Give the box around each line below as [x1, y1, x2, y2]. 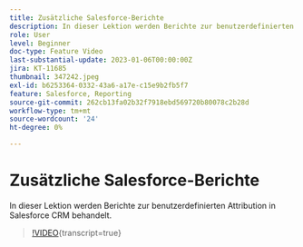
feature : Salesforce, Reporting [9, 89, 132, 98]
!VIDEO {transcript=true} [31, 227, 122, 238]
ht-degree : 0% [9, 123, 64, 133]
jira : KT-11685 [9, 64, 67, 74]
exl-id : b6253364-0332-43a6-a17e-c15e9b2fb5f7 [9, 81, 189, 90]
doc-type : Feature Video [9, 47, 103, 56]
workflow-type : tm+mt [9, 106, 92, 115]
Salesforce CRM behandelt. [9, 210, 112, 221]
